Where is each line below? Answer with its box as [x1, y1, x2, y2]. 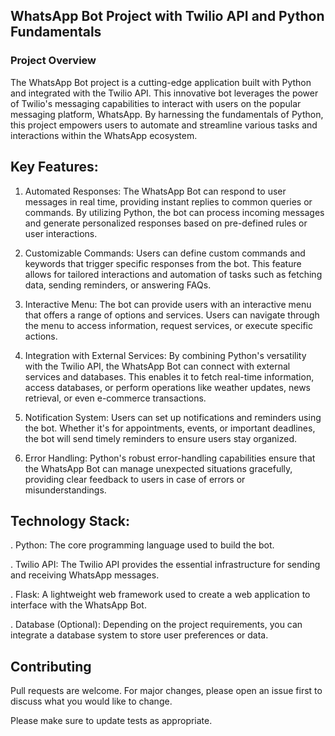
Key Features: [10, 159, 99, 176]
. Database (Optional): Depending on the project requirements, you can [10, 619, 303, 631]
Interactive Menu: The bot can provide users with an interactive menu [24, 298, 312, 310]
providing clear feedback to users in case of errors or [24, 473, 246, 485]
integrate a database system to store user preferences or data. [10, 629, 269, 641]
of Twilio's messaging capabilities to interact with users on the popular [10, 97, 302, 109]
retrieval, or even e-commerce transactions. [24, 392, 207, 404]
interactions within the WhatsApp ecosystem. [10, 129, 198, 141]
